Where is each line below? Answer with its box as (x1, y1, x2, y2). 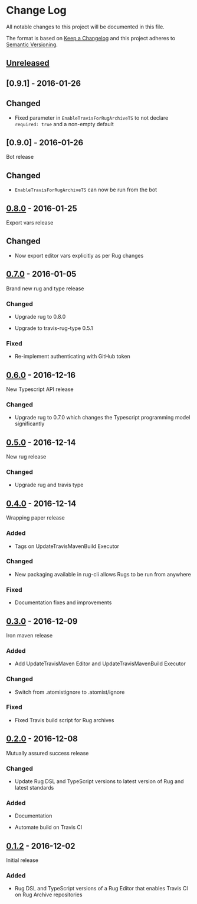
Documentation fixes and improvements (14, 599, 112, 606)
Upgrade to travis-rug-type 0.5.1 (14, 324, 93, 332)
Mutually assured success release (6, 749, 89, 756)
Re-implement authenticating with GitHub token (14, 353, 131, 360)
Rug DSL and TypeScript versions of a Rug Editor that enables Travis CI (14, 885, 188, 892)
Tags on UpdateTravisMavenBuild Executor (14, 543, 120, 550)
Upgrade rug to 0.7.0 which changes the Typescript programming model (14, 414, 191, 421)
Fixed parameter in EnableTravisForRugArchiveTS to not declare (14, 114, 169, 121)
